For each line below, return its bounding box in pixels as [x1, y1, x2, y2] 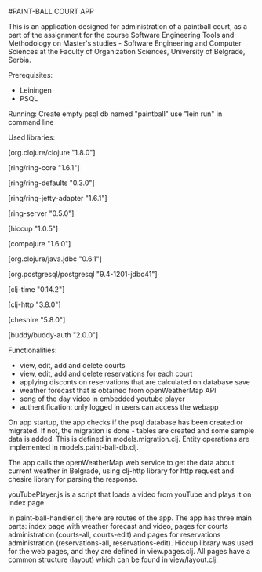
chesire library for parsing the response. [8, 475, 139, 483]
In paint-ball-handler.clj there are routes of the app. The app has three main [8, 513, 253, 523]
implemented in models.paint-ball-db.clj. [8, 443, 140, 452]
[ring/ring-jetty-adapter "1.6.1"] [8, 194, 107, 202]
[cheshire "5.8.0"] [8, 315, 66, 324]
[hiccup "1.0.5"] [8, 224, 59, 233]
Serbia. [8, 55, 31, 64]
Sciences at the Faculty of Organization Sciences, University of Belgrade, [8, 47, 246, 56]
